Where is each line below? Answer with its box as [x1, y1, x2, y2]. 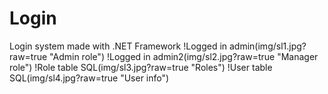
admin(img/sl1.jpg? [229, 40, 307, 52]
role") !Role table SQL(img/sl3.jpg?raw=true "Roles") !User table [9, 61, 273, 73]
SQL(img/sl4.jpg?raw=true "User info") [9, 72, 170, 84]
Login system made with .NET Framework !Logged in [9, 40, 228, 52]
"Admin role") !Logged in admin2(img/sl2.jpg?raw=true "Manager [49, 50, 319, 62]
